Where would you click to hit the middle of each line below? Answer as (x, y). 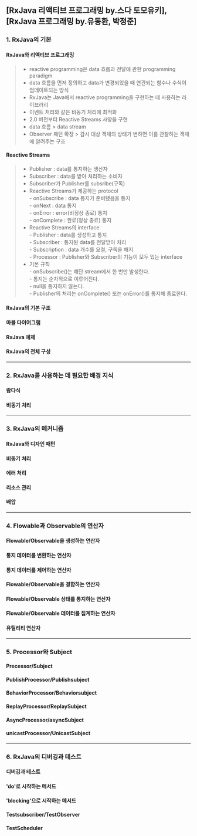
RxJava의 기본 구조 (28, 308)
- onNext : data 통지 (53, 205)
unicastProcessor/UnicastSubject (48, 733)
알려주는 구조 (50, 141)
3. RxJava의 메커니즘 (35, 429)
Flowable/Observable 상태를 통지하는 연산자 (58, 599)
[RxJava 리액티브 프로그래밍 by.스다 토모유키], (86, 11)
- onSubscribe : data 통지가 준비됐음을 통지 (80, 198)
